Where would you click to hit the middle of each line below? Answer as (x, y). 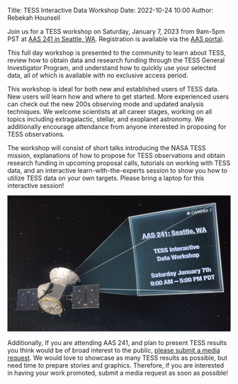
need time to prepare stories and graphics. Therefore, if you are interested (116, 366)
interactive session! (36, 186)
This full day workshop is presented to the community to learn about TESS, (117, 53)
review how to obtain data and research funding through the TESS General (116, 60)
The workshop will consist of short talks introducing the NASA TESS (107, 148)
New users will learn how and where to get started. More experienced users (118, 96)
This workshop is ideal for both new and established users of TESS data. (113, 89)
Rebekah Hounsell (34, 18)
